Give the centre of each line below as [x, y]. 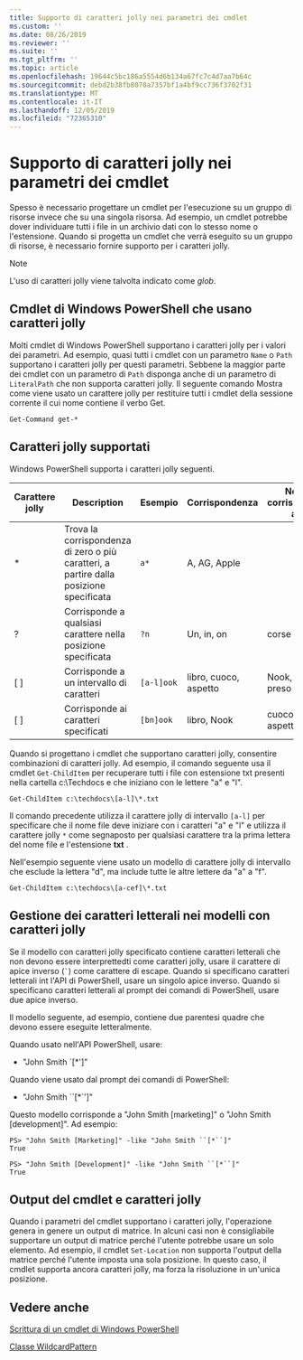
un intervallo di [96, 682]
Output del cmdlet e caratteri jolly [106, 1200]
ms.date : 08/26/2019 [48, 34]
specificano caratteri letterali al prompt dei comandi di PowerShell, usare [144, 990]
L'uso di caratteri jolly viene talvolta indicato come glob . [113, 281]
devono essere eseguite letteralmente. [81, 1027]
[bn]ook [156, 720]
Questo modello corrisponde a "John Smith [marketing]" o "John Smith [140, 1114]
